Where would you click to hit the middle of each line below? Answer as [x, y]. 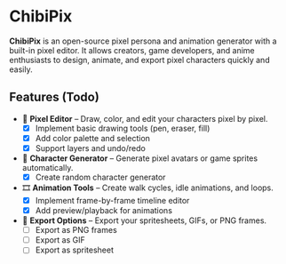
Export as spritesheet [74, 250]
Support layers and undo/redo [91, 148]
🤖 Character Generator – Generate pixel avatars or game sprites [140, 158]
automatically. [48, 167]
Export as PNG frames [76, 230]
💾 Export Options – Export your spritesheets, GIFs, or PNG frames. [144, 220]
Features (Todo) [54, 97]
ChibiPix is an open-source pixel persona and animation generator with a [143, 41]
